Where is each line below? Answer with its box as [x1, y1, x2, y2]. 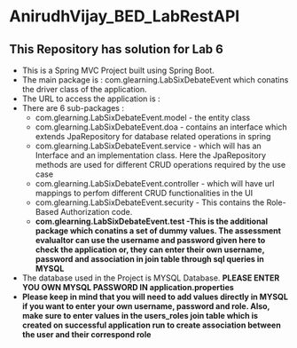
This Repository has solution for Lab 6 [9, 42, 223, 57]
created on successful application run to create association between [21, 320, 281, 330]
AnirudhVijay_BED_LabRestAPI [9, 6, 240, 27]
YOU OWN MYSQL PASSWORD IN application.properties [21, 282, 235, 292]
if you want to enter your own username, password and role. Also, [21, 301, 270, 312]
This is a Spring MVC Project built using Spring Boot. [21, 65, 215, 75]
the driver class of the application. [21, 84, 147, 94]
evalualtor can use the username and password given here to [35, 235, 266, 245]
